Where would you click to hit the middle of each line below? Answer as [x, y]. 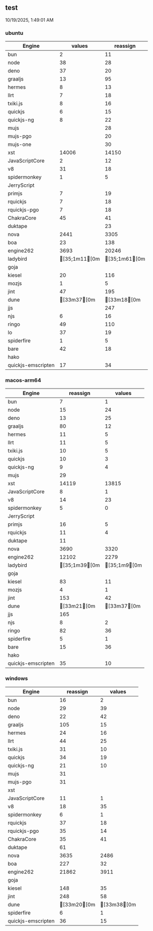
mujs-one [20, 144]
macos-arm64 [23, 380]
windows [17, 678]
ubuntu [14, 33]
